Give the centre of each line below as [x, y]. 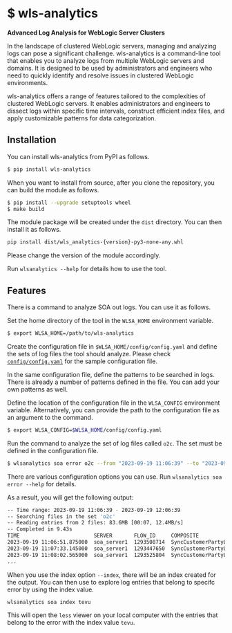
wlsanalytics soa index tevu [49, 602]
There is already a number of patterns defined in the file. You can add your [113, 382]
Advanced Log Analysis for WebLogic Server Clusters [86, 33]
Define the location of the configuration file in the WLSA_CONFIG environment [114, 403]
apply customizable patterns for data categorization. [82, 118]
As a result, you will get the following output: [70, 497]
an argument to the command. [50, 417]
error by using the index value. [51, 589]
